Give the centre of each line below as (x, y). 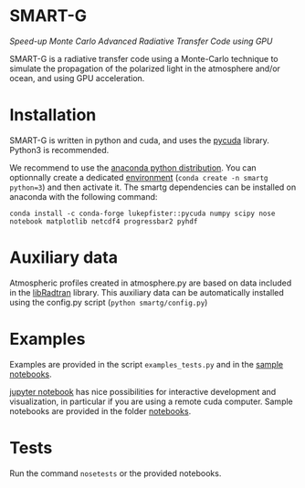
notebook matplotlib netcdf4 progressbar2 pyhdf (104, 221)
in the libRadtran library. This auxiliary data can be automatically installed (147, 292)
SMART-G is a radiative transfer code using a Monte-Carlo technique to (144, 58)
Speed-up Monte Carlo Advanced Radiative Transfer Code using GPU (141, 41)
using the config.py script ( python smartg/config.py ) (109, 302)
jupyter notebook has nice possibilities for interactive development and (143, 391)
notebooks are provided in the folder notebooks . (100, 410)
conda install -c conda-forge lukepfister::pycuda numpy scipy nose (142, 213)
